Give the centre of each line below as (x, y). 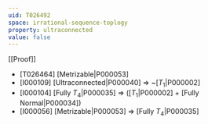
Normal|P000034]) (50, 103)
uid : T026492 (29, 15)
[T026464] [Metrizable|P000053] (74, 74)
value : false (29, 37)
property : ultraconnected (50, 30)
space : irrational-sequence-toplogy (68, 23)
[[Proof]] (22, 59)
